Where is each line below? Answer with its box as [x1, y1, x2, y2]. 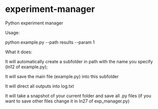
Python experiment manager [5, 20, 63, 26]
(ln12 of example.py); [5, 64, 48, 70]
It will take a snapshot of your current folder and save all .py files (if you [5, 93, 152, 99]
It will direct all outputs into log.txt [5, 83, 74, 89]
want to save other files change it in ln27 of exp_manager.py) [5, 98, 130, 104]
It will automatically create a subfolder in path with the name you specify [5, 58, 153, 64]
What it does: [5, 49, 32, 55]
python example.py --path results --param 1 [5, 39, 95, 45]
